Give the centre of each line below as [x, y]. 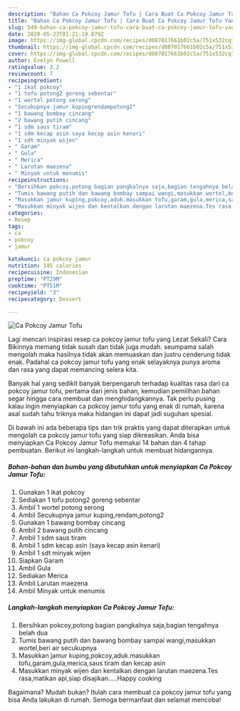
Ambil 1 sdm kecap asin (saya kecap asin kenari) [89, 545]
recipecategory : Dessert [45, 299]
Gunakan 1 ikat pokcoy [51, 493]
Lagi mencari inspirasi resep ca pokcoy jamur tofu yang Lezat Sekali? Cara [118, 339]
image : [18, 41]
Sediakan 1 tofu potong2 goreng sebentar [79, 500]
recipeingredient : [35, 80]
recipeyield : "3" [34, 292]
